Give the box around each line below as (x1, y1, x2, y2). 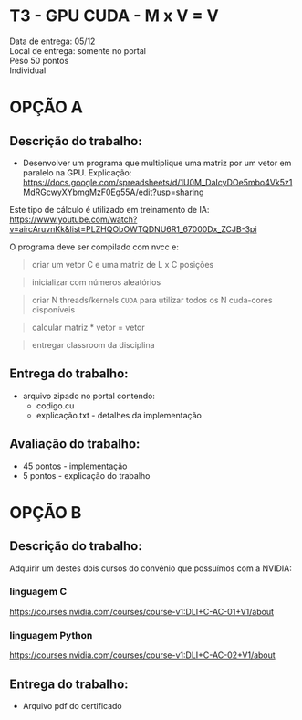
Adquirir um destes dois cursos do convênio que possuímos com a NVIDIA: (9, 563, 292, 574)
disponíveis (31, 303, 76, 315)
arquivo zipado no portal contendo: (22, 390, 155, 401)
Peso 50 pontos (9, 55, 69, 66)
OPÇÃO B (9, 502, 82, 523)
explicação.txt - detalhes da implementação (36, 409, 203, 420)
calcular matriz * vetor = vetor (31, 322, 145, 333)
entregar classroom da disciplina (31, 339, 155, 350)
